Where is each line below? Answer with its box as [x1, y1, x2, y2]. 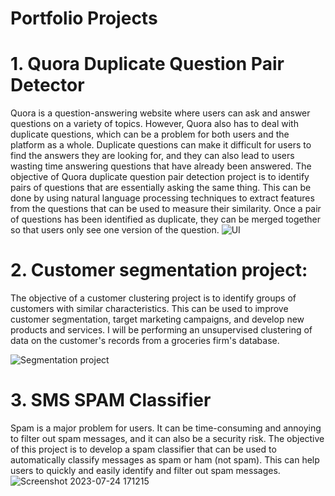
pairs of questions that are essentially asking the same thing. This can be [10, 182, 312, 194]
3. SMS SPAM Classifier [10, 389, 212, 412]
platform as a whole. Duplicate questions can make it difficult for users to [10, 139, 312, 151]
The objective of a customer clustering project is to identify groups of [10, 292, 297, 304]
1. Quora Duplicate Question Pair [10, 53, 285, 76]
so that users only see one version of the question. [10, 224, 220, 236]
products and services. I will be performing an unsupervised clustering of [10, 324, 313, 336]
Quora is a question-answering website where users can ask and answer [10, 107, 311, 119]
